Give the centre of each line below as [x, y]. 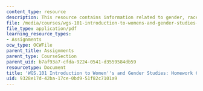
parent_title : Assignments [40, 51]
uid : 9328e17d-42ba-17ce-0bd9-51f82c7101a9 [62, 78]
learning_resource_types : [39, 34]
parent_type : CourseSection [42, 56]
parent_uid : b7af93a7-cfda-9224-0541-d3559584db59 [71, 62]
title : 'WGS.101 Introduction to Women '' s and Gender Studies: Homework [100, 73]
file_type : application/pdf [42, 28]
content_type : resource [36, 12]
